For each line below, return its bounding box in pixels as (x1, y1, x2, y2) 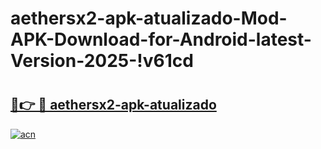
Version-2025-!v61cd (10, 50, 194, 72)
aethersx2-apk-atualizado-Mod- (10, 7, 288, 30)
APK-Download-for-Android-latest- (10, 28, 312, 51)
